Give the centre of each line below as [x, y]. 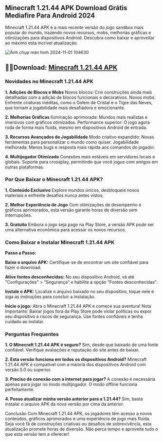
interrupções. [18, 215]
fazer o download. [23, 268]
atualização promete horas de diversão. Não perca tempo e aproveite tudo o [81, 429]
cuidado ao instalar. [25, 322]
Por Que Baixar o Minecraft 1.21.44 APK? [54, 180]
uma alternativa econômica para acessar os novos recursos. [66, 230]
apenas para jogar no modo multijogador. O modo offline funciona [71, 385]
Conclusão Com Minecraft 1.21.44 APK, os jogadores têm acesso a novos [79, 414]
